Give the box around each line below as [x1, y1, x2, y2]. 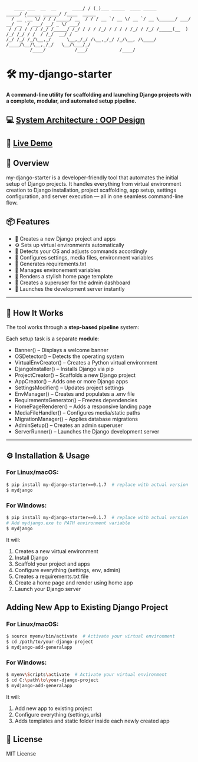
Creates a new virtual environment [14, 547, 98, 554]
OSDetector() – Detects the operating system [14, 353, 124, 360]
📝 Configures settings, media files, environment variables [14, 254, 154, 261]
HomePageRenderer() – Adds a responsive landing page [14, 403, 151, 410]
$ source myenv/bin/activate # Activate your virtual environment [6, 633, 176, 639]
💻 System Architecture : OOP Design [6, 115, 146, 125]
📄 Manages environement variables [14, 267, 101, 274]
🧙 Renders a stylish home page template [14, 273, 113, 280]
